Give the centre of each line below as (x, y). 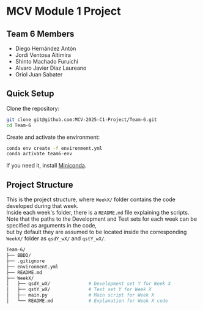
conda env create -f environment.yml (54, 148)
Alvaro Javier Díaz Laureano (51, 68)
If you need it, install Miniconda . (46, 166)
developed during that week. (42, 206)
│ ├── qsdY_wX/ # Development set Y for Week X (89, 284)
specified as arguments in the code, (51, 226)
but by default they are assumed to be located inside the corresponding (97, 232)
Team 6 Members (40, 34)
